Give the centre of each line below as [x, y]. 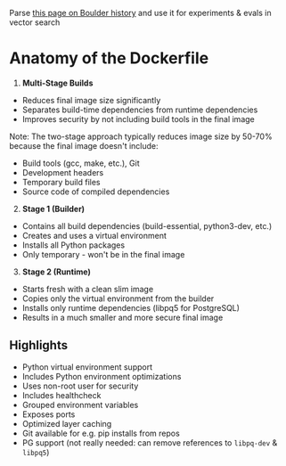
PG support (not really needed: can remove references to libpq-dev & [150, 442]
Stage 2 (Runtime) [56, 272]
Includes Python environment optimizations [102, 376]
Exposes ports [49, 414]
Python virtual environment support [87, 367]
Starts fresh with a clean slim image [88, 289]
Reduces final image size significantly [91, 100]
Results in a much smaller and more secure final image [123, 317]
